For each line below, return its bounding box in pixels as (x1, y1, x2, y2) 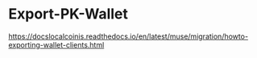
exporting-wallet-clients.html (8, 39, 105, 49)
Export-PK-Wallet (8, 5, 129, 23)
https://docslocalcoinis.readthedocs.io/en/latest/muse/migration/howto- (8, 31, 248, 41)
